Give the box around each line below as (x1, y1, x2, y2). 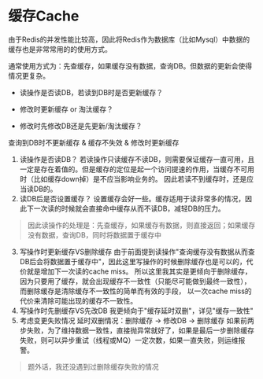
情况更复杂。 (8, 71, 50, 80)
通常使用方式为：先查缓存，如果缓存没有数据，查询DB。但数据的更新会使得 (8, 61, 253, 71)
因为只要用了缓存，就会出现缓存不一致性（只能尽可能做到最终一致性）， (19, 276, 251, 285)
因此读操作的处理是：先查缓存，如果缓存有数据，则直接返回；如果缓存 (27, 220, 256, 230)
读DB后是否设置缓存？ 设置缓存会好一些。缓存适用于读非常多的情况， (19, 193, 246, 203)
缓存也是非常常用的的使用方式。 (8, 44, 112, 53)
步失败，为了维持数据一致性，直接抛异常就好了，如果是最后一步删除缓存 (19, 326, 254, 335)
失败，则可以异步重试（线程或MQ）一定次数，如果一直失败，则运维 (19, 335, 239, 344)
